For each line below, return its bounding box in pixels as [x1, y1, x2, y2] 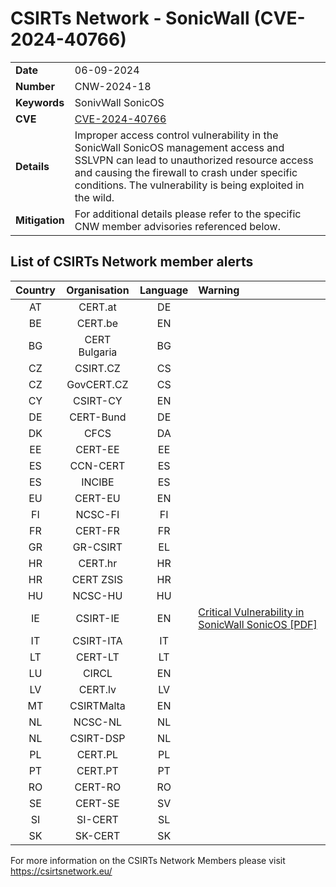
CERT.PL [76, 747, 119, 761]
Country [15, 283, 56, 297]
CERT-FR [74, 523, 120, 537]
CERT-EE [75, 442, 120, 456]
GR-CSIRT [72, 540, 123, 554]
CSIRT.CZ [74, 361, 121, 375]
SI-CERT [76, 812, 119, 826]
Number [15, 79, 55, 93]
